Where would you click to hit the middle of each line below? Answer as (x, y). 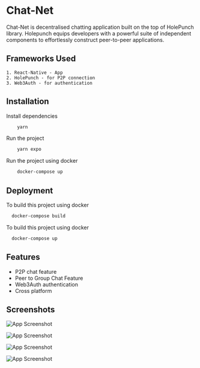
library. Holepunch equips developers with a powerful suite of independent (99, 33)
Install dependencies (32, 116)
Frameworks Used (41, 59)
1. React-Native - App (35, 73)
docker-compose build (39, 216)
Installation (28, 102)
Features (23, 257)
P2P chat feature (36, 271)
